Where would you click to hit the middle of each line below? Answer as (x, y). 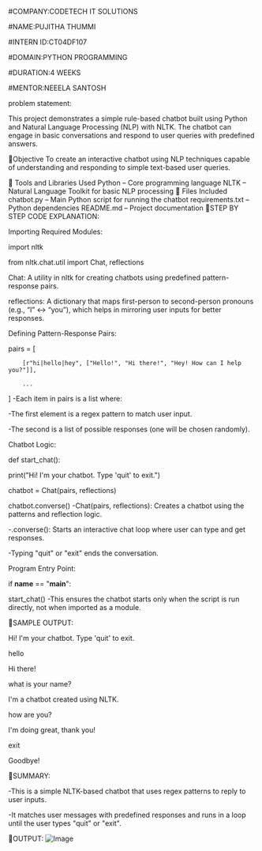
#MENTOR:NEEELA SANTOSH (57, 88)
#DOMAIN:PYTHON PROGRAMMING (68, 57)
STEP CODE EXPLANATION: (54, 216)
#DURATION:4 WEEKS (45, 73)
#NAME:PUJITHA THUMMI (52, 26)
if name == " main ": (40, 584)
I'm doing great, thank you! (52, 730)
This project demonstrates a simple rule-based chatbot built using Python (128, 119)
